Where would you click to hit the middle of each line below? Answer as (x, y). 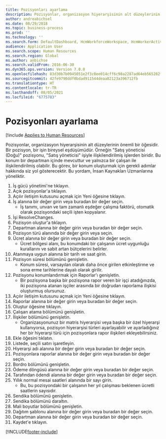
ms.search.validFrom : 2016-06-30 (40, 65)
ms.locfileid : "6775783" (31, 97)
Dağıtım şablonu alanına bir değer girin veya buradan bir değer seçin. (83, 412)
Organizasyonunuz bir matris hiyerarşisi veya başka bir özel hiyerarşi (90, 322)
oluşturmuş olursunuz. (43, 291)
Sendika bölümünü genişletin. (43, 396)
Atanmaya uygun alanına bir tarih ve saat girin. (60, 254)
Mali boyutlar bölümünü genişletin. (48, 406)
